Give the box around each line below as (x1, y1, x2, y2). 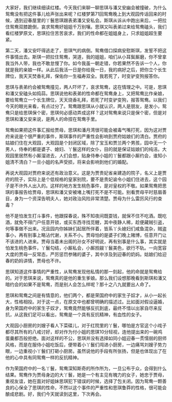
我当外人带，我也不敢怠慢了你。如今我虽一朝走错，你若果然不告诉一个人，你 (5, 61, 167, 66)
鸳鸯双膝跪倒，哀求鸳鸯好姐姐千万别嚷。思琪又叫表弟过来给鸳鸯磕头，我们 (9, 24, 167, 30)
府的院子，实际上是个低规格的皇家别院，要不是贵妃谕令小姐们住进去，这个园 (5, 176, 167, 182)
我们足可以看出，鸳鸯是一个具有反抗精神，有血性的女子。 (23, 312, 144, 317)
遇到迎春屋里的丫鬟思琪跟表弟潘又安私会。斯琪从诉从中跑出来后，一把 (14, 17, 162, 23)
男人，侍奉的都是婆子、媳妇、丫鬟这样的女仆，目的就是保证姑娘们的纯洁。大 (5, 146, 167, 152)
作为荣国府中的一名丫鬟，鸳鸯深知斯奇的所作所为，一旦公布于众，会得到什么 (5, 366, 167, 371)
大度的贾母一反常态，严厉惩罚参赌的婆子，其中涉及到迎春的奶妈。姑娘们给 (5, 251, 162, 257)
